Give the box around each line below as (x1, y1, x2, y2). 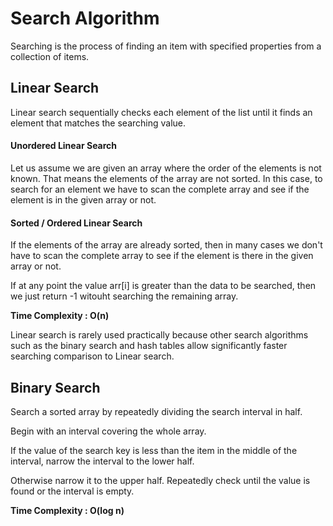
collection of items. (10, 50, 90, 62)
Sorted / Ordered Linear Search (10, 217, 143, 229)
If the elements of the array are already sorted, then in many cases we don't (10, 239, 323, 251)
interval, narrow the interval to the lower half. (10, 455, 195, 467)
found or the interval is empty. (10, 485, 135, 497)
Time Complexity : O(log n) (10, 504, 125, 516)
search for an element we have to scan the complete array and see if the (10, 183, 310, 195)
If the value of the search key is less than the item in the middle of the (10, 444, 298, 456)
